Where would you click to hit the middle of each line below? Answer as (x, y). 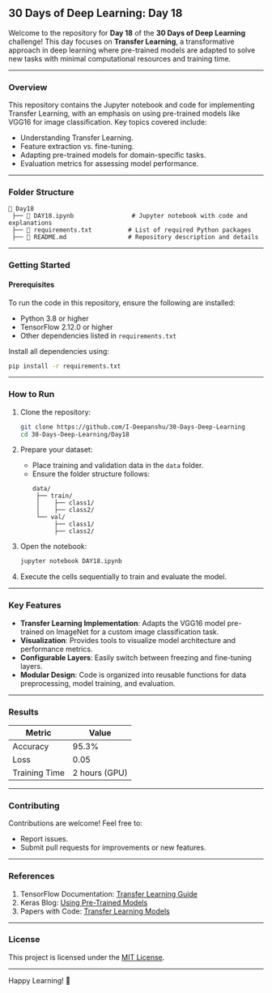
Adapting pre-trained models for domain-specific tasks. (113, 155)
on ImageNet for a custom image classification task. (132, 632)
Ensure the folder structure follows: (91, 474)
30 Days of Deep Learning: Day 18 (96, 13)
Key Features (35, 605)
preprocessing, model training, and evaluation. (98, 683)
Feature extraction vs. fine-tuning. (77, 147)
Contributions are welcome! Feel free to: (76, 823)
